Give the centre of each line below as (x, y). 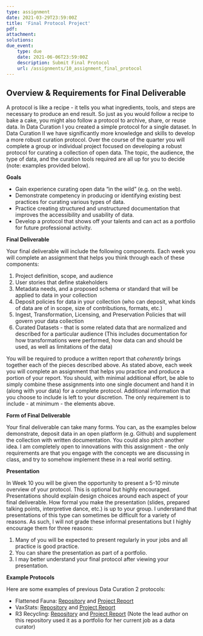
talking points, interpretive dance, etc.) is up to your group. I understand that (101, 509)
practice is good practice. (47, 546)
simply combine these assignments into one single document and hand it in (100, 384)
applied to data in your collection (56, 296)
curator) (25, 627)
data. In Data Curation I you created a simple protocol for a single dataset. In (101, 127)
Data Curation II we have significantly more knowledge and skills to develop (101, 134)
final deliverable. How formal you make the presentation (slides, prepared (98, 502)
